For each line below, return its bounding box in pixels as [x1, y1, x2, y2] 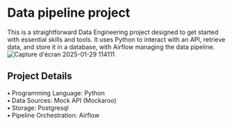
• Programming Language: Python [7, 88, 105, 97]
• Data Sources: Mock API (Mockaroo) [7, 96, 117, 104]
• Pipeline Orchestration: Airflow [7, 111, 100, 119]
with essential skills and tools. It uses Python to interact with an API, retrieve [7, 35, 226, 43]
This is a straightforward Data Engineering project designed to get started [7, 28, 219, 36]
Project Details [7, 70, 72, 82]
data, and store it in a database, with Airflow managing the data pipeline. [7, 42, 215, 51]
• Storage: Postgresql [7, 103, 69, 112]
